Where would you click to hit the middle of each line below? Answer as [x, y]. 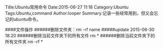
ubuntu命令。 [27, 19]
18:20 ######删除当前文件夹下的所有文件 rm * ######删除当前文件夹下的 [80, 36]
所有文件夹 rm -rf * [24, 42]
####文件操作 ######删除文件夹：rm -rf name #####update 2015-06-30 [80, 30]
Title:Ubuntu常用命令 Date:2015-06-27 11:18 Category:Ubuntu [67, 7]
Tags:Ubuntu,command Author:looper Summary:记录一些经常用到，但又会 [80, 13]
